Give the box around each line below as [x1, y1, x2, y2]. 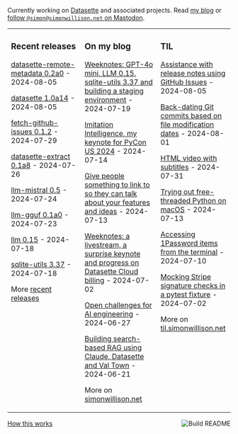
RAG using [107, 343, 142, 353]
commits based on [160, 110, 222, 120]
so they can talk [84, 188, 137, 198]
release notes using [160, 68, 226, 78]
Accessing [160, 229, 196, 239]
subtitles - [160, 162, 196, 172]
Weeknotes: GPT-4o [84, 59, 154, 69]
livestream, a [84, 240, 127, 250]
